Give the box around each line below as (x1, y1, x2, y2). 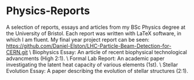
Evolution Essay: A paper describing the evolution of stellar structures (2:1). (6, 67, 188, 74)
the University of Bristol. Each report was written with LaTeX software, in (6, 29, 182, 36)
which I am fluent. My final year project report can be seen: (6, 36, 150, 43)
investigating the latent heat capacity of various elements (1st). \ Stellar (6, 61, 178, 68)
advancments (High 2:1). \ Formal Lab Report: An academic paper (6, 55, 165, 62)
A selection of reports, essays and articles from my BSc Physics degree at (6, 24, 186, 31)
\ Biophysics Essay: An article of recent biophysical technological (29, 48, 187, 55)
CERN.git (6, 48, 28, 55)
